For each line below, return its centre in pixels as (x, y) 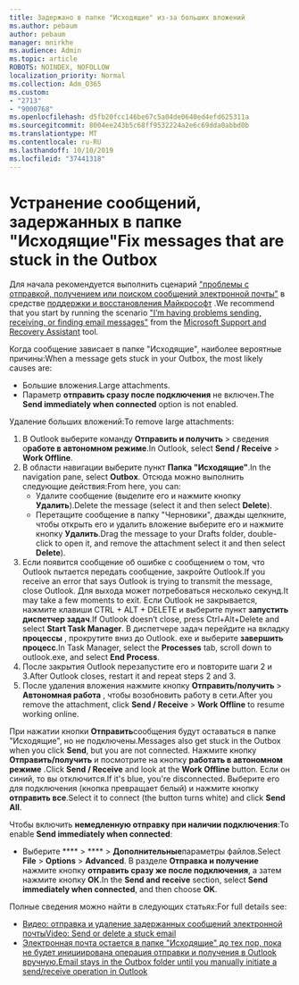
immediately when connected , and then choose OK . (120, 889)
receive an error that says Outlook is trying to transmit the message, (147, 581)
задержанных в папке (96, 222)
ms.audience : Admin (46, 51)
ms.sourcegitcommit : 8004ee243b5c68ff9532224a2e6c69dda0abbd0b (129, 126)
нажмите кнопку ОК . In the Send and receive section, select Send (145, 880)
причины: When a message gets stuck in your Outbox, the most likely (136, 359)
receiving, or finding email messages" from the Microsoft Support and (138, 322)
